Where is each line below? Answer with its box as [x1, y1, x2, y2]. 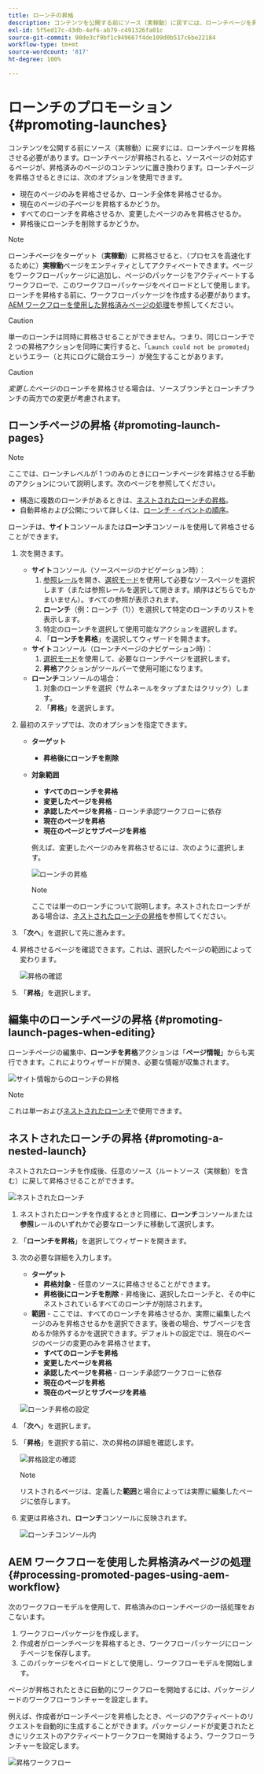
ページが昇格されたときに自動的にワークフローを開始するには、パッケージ [8, 1685, 249, 1694]
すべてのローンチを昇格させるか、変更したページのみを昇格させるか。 [19, 209, 246, 218]
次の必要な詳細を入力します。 [19, 1253, 116, 1262]
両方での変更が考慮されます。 [28, 393, 125, 402]
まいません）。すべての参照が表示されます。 [42, 594, 183, 604]
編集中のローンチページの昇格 [8, 1013, 152, 1027]
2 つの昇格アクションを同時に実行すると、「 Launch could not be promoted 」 [8, 342, 254, 351]
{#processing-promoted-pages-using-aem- [8, 1568, 230, 1581]
